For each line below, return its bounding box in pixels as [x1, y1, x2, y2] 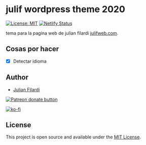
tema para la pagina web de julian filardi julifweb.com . [6, 30, 119, 36]
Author [6, 73, 28, 82]
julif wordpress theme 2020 [6, 4, 126, 15]
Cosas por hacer [6, 44, 59, 54]
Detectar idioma [13, 58, 47, 64]
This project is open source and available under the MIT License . [6, 134, 141, 140]
